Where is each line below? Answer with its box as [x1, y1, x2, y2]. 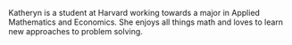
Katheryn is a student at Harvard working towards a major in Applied [8, 8, 261, 18]
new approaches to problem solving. [8, 26, 144, 36]
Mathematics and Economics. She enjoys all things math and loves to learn [8, 17, 283, 27]
